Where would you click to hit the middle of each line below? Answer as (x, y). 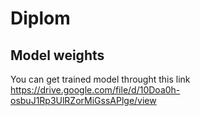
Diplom (40, 18)
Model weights (57, 55)
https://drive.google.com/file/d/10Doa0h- (95, 90)
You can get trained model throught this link (100, 79)
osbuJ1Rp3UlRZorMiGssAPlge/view (83, 100)
